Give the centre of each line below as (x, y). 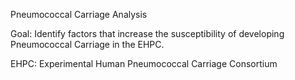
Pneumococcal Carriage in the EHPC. (87, 44)
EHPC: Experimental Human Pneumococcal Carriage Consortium (144, 63)
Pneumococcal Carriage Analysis (79, 14)
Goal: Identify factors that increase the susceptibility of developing (147, 33)
